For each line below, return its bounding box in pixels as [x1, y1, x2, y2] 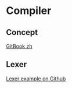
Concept [6, 27, 38, 37]
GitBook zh [6, 43, 33, 50]
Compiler [6, 4, 52, 17]
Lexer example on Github [6, 75, 66, 82]
